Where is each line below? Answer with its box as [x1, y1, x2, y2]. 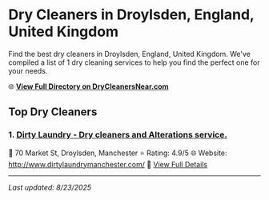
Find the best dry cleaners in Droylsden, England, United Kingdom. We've [8, 49, 251, 58]
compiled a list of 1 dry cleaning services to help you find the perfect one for [8, 58, 260, 67]
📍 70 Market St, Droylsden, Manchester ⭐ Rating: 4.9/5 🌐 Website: [8, 148, 227, 158]
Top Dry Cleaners [8, 106, 98, 119]
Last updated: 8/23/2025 [8, 182, 92, 192]
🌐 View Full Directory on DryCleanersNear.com [8, 82, 170, 91]
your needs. [8, 66, 48, 75]
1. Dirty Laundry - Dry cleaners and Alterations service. [8, 130, 228, 141]
